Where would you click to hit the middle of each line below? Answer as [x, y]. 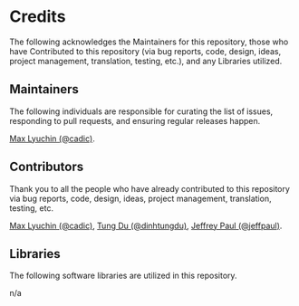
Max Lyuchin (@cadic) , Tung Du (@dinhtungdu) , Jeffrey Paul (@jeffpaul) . [146, 225]
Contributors [47, 167]
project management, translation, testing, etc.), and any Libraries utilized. [146, 61]
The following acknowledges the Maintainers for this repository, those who [149, 42]
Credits [38, 17]
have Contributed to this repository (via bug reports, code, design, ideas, [145, 51]
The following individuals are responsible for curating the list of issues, [141, 111]
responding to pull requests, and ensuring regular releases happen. [135, 120]
